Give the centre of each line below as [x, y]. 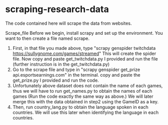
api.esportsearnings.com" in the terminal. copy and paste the [76, 75]
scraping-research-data [57, 9]
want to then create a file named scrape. [48, 38]
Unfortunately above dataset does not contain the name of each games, [88, 85]
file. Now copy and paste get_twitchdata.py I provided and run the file [85, 58]
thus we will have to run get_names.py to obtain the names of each [82, 91]
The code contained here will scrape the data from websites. [69, 23]
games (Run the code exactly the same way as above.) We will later [83, 96]
